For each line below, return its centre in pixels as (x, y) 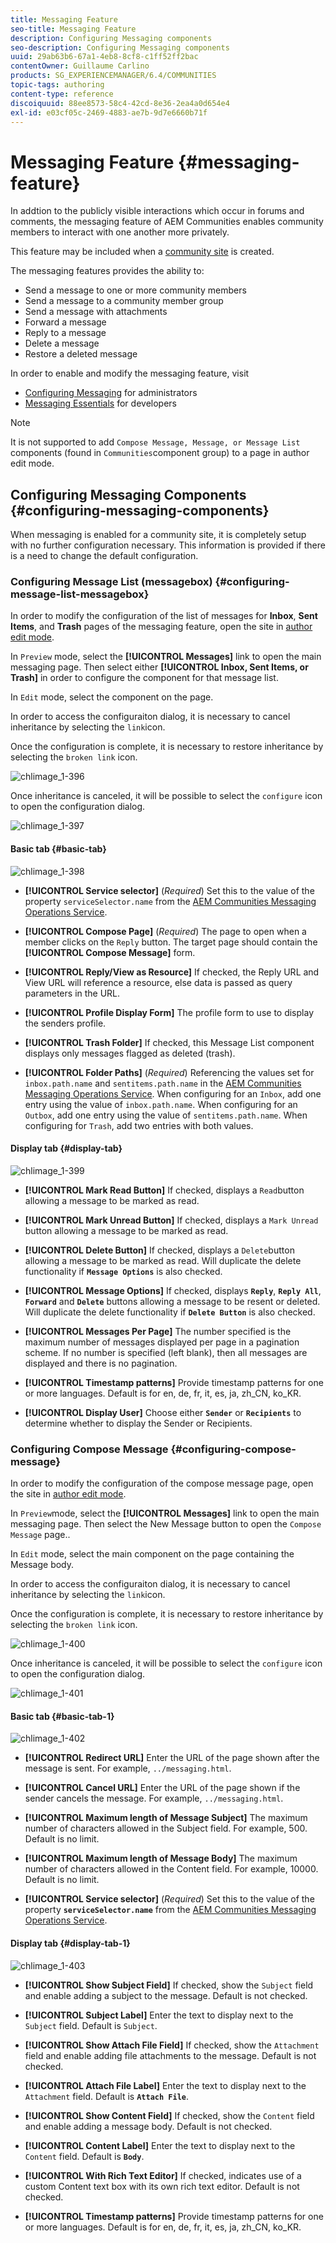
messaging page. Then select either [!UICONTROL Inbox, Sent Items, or (159, 667)
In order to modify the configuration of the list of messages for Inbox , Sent (164, 616)
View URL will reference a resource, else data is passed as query (158, 982)
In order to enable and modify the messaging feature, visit (130, 373)
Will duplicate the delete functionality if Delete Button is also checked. (170, 1312)
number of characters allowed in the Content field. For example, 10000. (171, 1869)
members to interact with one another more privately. (120, 232)
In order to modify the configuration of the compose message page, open (162, 1483)
